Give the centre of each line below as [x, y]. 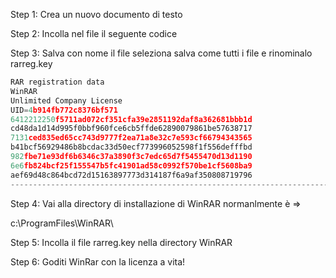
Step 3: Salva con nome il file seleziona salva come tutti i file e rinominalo [161, 53]
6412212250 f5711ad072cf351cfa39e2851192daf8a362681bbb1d [131, 119]
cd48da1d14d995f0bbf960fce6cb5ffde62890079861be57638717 [131, 129]
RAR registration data [57, 82]
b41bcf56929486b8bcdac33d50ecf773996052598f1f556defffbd [131, 147]
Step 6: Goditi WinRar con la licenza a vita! [98, 261]
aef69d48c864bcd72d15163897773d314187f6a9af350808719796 [131, 175]
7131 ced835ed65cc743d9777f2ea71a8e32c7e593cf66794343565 [131, 138]
